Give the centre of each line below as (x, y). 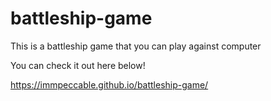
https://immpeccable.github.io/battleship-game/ (109, 84)
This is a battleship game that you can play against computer (136, 46)
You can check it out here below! (78, 65)
